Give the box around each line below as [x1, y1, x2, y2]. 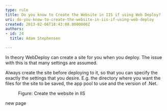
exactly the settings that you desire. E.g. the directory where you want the [5, 75, 161, 81]
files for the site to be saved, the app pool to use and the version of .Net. [5, 80, 158, 87]
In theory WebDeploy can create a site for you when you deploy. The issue [5, 54, 162, 60]
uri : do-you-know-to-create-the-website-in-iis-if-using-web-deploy [5, 17, 154, 22]
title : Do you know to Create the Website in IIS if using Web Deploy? [5, 12, 161, 17]
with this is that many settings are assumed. [5, 60, 98, 66]
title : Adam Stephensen [10, 36, 60, 41]
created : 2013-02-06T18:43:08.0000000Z [5, 21, 90, 27]
